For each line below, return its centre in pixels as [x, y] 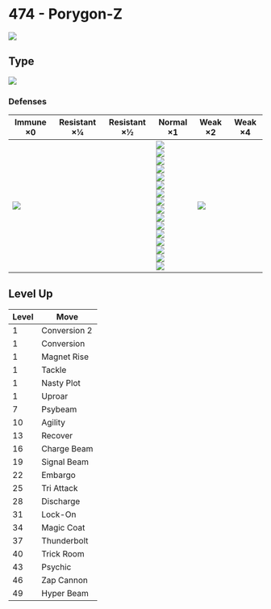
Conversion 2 [67, 330]
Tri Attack [60, 488]
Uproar [55, 395]
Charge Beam [67, 448]
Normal [173, 122]
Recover [57, 435]
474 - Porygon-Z [66, 14]
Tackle [54, 370]
